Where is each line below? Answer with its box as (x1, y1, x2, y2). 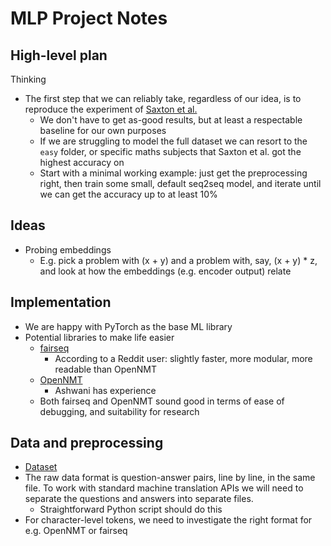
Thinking (10, 73, 47, 85)
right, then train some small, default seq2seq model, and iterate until (39, 178, 322, 189)
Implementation (10, 294, 112, 311)
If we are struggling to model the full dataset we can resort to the (39, 135, 308, 147)
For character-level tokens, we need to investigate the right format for (24, 514, 313, 526)
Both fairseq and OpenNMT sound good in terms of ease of (39, 395, 285, 407)
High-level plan (10, 47, 108, 64)
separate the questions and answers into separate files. (24, 493, 254, 505)
